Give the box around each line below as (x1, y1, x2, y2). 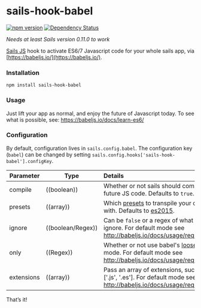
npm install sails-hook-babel (6, 82, 82, 88)
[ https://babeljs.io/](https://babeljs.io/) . (6, 53, 103, 61)
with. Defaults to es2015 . (103, 206, 175, 215)
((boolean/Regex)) (45, 224, 98, 232)
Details (103, 171, 124, 180)
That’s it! (6, 295, 28, 303)
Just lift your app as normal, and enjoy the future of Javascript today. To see (6, 110, 194, 117)
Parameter (9, 171, 40, 180)
